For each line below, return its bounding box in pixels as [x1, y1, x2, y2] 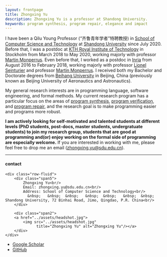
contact [5, 161, 22, 167]
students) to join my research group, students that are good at [5, 129, 136, 135]
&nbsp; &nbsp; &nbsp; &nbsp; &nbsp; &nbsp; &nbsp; [27, 193, 155, 199]
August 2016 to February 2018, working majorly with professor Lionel [5, 62, 147, 68]
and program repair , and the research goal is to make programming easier [5, 103, 157, 109]
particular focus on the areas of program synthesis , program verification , [5, 98, 155, 104]
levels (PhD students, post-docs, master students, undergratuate [5, 124, 143, 130]
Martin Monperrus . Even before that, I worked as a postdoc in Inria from [5, 57, 152, 63]
